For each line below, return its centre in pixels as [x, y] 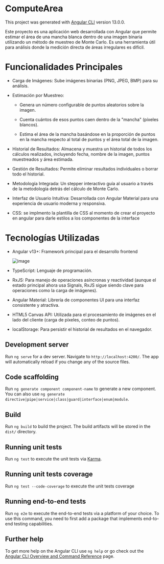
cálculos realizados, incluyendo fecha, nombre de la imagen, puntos [81, 154]
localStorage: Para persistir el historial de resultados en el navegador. [82, 329]
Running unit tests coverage [49, 474]
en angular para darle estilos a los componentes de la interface [76, 218]
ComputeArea [34, 9]
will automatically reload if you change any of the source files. [68, 362]
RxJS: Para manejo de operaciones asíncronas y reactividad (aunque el [84, 280]
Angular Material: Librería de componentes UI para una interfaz [76, 300]
